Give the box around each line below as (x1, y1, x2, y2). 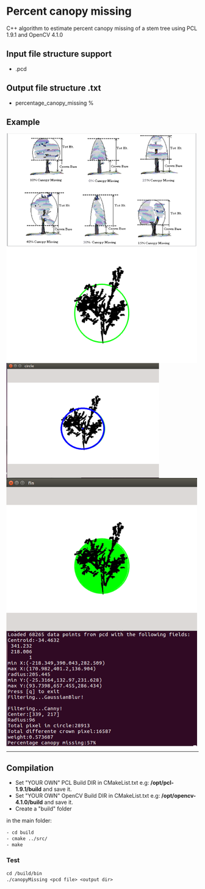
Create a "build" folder (15, 805, 72, 812)
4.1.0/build (15, 798, 43, 806)
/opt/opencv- (161, 792, 196, 800)
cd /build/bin (6, 871, 43, 877)
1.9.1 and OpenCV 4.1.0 (6, 31, 63, 38)
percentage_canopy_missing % (15, 99, 94, 107)
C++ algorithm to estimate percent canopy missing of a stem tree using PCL (6, 25, 198, 32)
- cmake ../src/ (6, 836, 48, 842)
